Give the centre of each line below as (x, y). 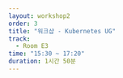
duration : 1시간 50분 (42, 62)
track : (19, 39)
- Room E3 (32, 46)
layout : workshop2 (39, 16)
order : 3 (23, 24)
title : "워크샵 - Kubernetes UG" (62, 31)
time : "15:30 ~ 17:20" (47, 54)
